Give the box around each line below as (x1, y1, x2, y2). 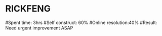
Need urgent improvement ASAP (5, 24, 73, 30)
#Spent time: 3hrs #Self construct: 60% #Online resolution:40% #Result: (5, 19, 157, 25)
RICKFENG (5, 3, 51, 14)
